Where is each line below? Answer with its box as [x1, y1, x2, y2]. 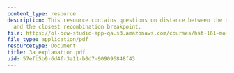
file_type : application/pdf [7, 36, 89, 43]
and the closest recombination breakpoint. [13, 23, 141, 30]
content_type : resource [7, 10, 77, 17]
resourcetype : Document [7, 42, 77, 49]
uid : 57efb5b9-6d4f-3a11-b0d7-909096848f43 [7, 56, 136, 63]
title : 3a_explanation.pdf [7, 49, 86, 56]
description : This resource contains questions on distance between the [7, 17, 223, 24]
